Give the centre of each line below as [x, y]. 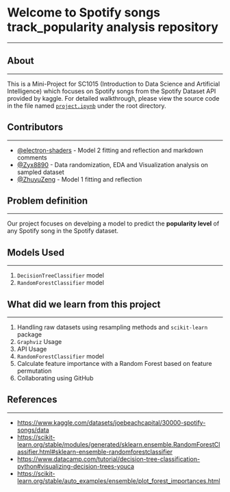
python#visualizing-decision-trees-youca [76, 466]
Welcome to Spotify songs [84, 13]
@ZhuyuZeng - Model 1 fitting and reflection [79, 179]
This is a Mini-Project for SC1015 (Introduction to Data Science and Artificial [114, 84]
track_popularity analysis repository [113, 27]
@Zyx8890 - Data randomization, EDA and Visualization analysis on [113, 164]
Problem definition [48, 200]
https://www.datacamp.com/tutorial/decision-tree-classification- [108, 459]
